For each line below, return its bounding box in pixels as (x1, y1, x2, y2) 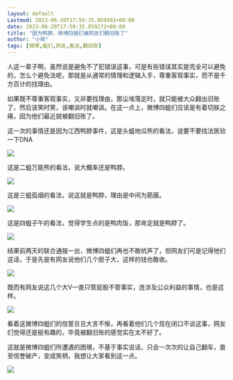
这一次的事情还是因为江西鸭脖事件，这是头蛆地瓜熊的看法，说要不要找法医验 (7, 126, 226, 135)
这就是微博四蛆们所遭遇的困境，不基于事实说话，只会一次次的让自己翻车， (7, 343, 220, 351)
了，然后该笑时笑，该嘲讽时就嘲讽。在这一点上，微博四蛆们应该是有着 (7, 104, 208, 111)
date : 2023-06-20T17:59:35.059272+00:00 (7, 23, 126, 30)
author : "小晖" (7, 36, 49, 43)
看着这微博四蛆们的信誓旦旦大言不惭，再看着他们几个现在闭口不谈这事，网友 (7, 320, 226, 327)
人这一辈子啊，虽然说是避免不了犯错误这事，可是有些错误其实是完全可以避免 (7, 63, 226, 70)
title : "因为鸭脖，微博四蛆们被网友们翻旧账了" (7, 29, 128, 37)
